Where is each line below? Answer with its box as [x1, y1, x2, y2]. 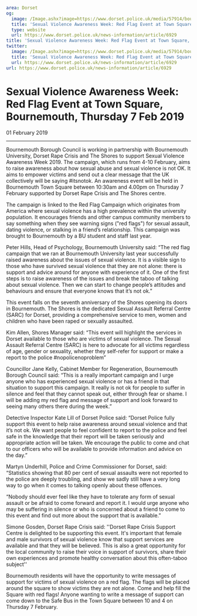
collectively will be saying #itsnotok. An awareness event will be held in [6, 178, 178, 185]
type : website [11, 26, 46, 33]
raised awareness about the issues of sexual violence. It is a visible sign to [6, 256, 186, 263]
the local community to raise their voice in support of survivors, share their [6, 548, 186, 555]
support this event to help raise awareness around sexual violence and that [6, 420, 188, 428]
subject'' [6, 561, 28, 568]
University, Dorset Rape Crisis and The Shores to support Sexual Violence [6, 152, 185, 159]
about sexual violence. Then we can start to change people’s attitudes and [6, 282, 186, 289]
